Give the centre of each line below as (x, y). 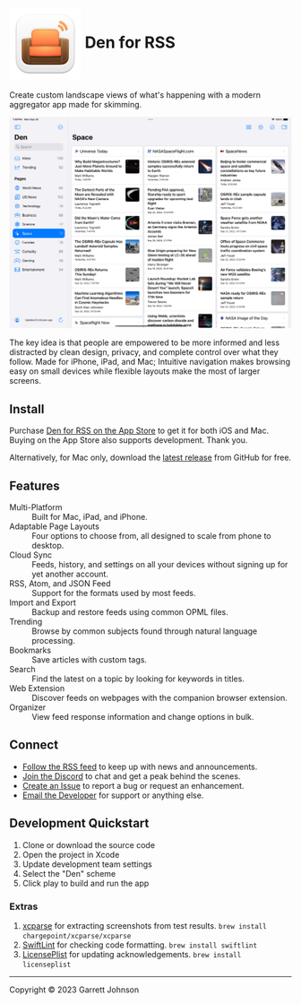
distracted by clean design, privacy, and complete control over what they (144, 352)
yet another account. (70, 574)
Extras (24, 906)
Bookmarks (30, 650)
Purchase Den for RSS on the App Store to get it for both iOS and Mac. (139, 431)
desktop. (48, 546)
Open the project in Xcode (71, 854)
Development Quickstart (79, 823)
